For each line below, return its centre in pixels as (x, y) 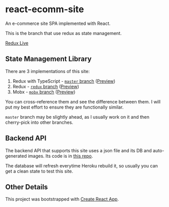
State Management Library (48, 59)
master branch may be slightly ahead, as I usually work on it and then (77, 117)
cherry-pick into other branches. (39, 122)
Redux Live (17, 43)
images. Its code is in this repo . (60, 156)
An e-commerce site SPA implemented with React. (58, 23)
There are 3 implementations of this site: (47, 71)
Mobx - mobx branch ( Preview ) (44, 92)
